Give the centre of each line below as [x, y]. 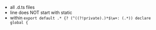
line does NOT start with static [41, 12]
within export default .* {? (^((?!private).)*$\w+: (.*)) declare [80, 18]
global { [19, 22]
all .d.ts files [22, 7]
